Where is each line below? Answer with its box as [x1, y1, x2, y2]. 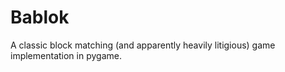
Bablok [10, 6, 70, 29]
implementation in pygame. [10, 49, 122, 61]
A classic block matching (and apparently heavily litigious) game [10, 39, 276, 51]
